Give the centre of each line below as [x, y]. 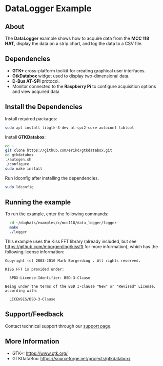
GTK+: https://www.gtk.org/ [40, 353]
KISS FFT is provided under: [35, 270]
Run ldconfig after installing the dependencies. [52, 178]
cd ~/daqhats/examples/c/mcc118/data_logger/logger [63, 223]
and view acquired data [36, 91]
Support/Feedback [34, 314]
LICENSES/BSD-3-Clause [32, 299]
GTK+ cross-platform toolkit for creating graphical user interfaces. [79, 70]
